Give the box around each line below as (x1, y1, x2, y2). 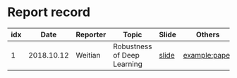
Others (196, 30, 220, 39)
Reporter (75, 30, 107, 39)
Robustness (112, 41, 152, 51)
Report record (7, 4, 90, 20)
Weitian (75, 50, 101, 60)
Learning (112, 59, 143, 69)
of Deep (112, 50, 140, 60)
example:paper (183, 50, 233, 60)
